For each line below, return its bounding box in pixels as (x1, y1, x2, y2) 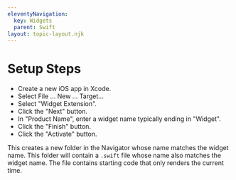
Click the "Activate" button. (17, 129, 97, 139)
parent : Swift (14, 23, 55, 31)
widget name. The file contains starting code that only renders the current (7, 159, 224, 167)
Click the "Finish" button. (17, 122, 91, 131)
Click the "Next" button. (17, 107, 87, 116)
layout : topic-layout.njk (7, 30, 84, 38)
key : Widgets (14, 17, 53, 24)
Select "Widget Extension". (17, 100, 97, 108)
